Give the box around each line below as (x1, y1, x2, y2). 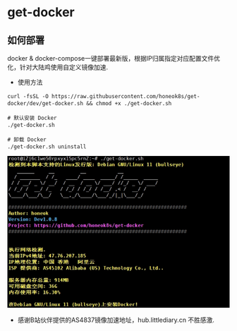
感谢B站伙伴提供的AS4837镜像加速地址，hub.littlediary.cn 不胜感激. (17, 315, 215, 324)
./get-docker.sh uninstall (7, 143, 87, 150)
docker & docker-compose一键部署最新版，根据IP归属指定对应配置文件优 (7, 54, 221, 62)
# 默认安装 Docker (7, 114, 57, 121)
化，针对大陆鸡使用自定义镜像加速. (7, 63, 109, 71)
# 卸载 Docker (7, 136, 47, 143)
